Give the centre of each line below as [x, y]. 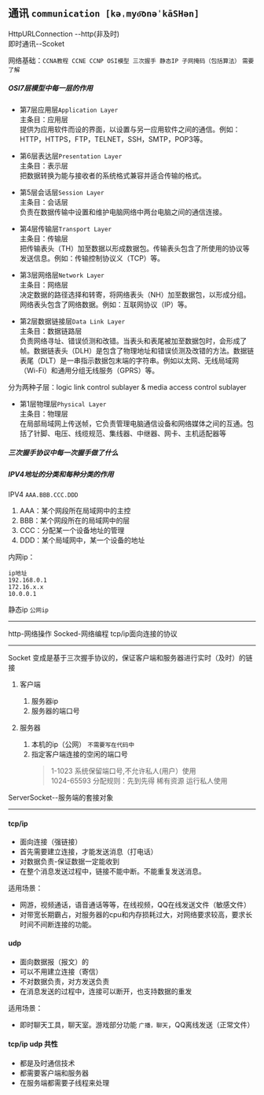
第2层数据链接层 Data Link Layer [72, 321]
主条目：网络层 [44, 284]
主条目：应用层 [44, 119]
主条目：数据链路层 [51, 331]
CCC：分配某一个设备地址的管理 [72, 531]
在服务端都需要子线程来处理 [64, 1082]
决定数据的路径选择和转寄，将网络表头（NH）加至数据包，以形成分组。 [135, 294]
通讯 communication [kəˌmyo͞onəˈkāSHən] [104, 13]
